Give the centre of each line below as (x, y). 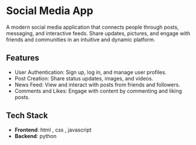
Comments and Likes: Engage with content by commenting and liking (98, 91)
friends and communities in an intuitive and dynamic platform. (81, 39)
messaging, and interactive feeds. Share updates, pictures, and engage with (98, 33)
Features (23, 58)
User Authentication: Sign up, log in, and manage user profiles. (90, 72)
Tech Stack (27, 116)
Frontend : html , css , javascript (53, 130)
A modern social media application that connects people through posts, (92, 27)
